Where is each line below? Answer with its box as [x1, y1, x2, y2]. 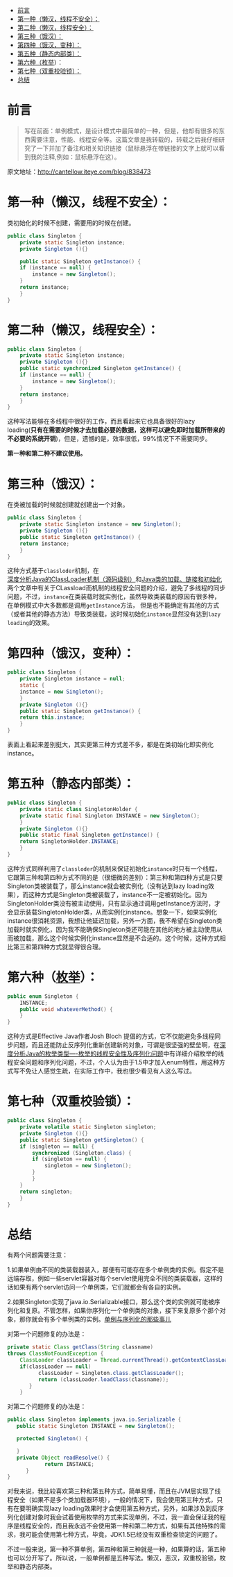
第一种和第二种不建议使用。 [7, 449, 87, 458]
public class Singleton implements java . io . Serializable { [7, 1416, 182, 1424]
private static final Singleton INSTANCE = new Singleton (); [19, 812, 200, 819]
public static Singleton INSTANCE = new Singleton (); [16, 1423, 175, 1430]
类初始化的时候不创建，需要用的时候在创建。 [7, 218, 135, 227]
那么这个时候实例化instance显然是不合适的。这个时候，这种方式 [37, 933, 220, 942]
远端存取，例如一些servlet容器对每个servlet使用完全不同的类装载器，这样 [7, 1274, 217, 1283]
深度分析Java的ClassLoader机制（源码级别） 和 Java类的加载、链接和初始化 [7, 575, 223, 583]
